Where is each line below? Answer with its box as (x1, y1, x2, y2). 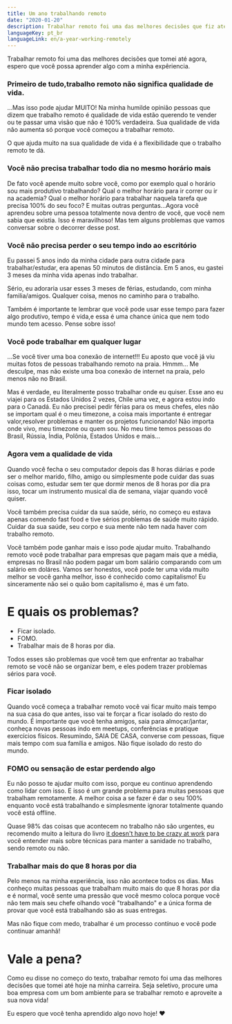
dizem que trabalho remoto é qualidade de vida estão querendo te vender (7, 111, 217, 119)
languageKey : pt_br (7, 29, 64, 37)
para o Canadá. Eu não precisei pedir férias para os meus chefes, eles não (7, 403, 220, 411)
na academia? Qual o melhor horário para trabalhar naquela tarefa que (7, 194, 207, 202)
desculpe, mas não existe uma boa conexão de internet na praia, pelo (7, 367, 205, 376)
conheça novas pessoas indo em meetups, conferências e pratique (7, 724, 199, 733)
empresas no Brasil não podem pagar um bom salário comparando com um (7, 557, 222, 566)
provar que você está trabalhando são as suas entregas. (7, 906, 168, 915)
